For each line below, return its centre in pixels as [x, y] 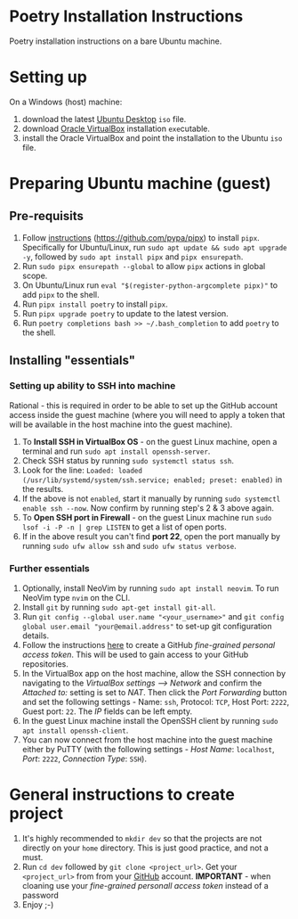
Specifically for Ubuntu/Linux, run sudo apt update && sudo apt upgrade [154, 247]
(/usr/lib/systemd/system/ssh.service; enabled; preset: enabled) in [152, 480]
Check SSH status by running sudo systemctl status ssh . [128, 460]
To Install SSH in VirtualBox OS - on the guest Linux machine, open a [149, 441]
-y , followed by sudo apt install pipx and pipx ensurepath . [133, 257]
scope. [35, 275]
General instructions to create [122, 795]
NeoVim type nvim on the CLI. [76, 597]
